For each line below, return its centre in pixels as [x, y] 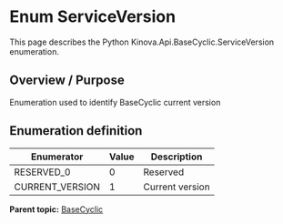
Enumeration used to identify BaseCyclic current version [115, 102]
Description [177, 157]
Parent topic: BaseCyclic [56, 209]
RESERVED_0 [42, 172]
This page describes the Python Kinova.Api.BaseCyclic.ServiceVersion [142, 42]
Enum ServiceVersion [92, 17]
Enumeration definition [76, 131]
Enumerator [57, 157]
